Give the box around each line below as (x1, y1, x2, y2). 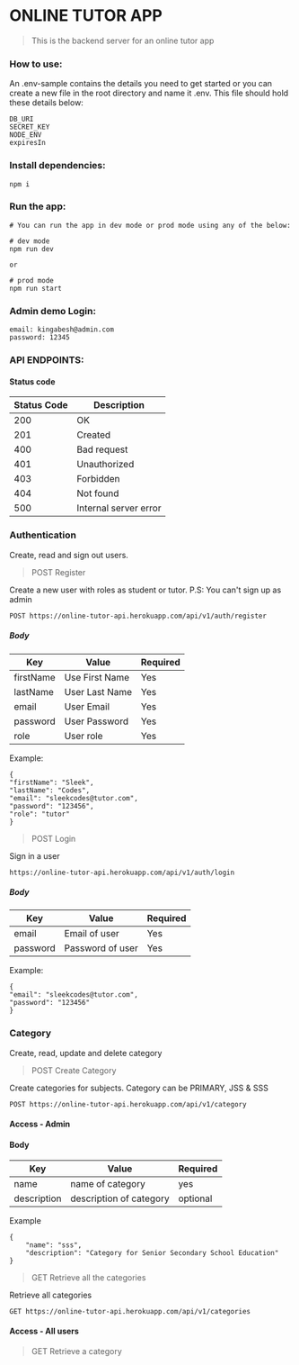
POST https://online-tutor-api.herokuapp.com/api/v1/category (9, 1099, 247, 1108)
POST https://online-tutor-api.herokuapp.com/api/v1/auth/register (9, 611, 268, 620)
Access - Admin (9, 1118, 71, 1130)
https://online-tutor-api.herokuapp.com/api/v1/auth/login (9, 868, 235, 877)
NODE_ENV (9, 131, 42, 140)
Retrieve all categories (9, 1289, 92, 1300)
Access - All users (9, 1325, 79, 1337)
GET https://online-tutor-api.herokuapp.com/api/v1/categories (9, 1306, 251, 1315)
